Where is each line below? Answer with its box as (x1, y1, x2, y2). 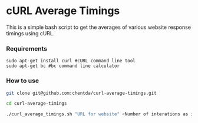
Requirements (6, 44, 48, 52)
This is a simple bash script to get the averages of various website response (6, 24, 192, 31)
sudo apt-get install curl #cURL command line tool (6, 58, 136, 64)
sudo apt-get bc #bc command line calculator (6, 63, 120, 69)
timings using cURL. (6, 29, 55, 36)
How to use (6, 77, 39, 85)
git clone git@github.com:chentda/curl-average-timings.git (6, 90, 157, 96)
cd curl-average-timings (6, 101, 67, 107)
